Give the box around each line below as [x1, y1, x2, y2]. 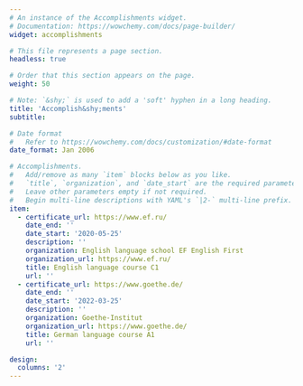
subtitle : [9, 112, 47, 122]
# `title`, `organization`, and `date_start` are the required [9, 179, 260, 188]
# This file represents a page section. [9, 46, 164, 55]
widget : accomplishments [9, 30, 103, 39]
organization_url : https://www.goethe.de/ [25, 322, 188, 331]
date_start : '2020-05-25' [25, 230, 124, 239]
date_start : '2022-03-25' [25, 297, 124, 306]
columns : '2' [17, 363, 67, 372]
